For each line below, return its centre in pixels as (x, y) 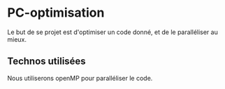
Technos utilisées (46, 62)
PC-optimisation (56, 13)
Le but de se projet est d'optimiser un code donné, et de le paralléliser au (112, 32)
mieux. (17, 39)
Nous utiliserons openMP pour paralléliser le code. (80, 78)
